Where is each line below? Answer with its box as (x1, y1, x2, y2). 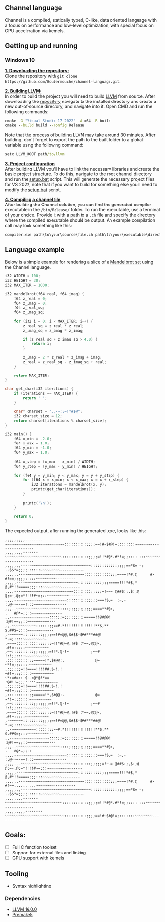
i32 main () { (5, 432, 32, 437)
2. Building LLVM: (5, 88, 42, 94)
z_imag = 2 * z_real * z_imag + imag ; (23, 355, 102, 360)
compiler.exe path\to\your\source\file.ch (5, 232, 93, 237)
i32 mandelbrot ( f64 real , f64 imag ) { (5, 292, 84, 297)
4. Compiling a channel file (5, 197, 61, 203)
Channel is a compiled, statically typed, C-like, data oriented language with (5, 17, 157, 23)
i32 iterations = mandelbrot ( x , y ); (31, 482, 107, 487)
